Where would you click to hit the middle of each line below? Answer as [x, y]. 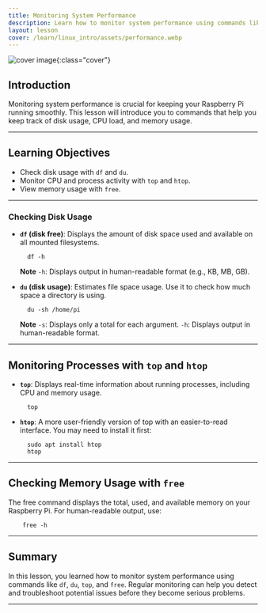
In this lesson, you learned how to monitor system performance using [122, 576]
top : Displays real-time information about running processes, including [135, 384]
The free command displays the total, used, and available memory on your [129, 502]
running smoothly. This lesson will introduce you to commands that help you [133, 112]
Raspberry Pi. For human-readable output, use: [85, 510]
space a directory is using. [63, 295]
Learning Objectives [59, 153]
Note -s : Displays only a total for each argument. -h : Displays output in [135, 324]
